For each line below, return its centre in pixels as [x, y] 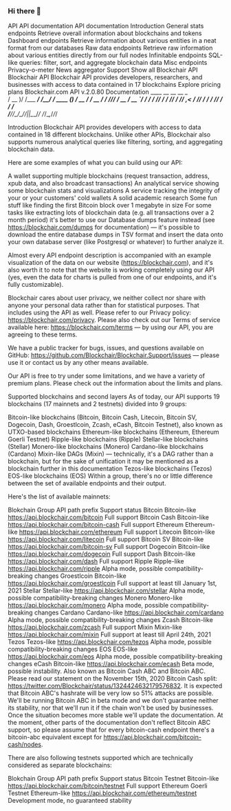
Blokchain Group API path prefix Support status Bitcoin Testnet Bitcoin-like [113, 779]
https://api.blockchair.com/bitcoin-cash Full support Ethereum [96, 525]
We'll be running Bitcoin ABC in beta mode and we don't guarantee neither [113, 701]
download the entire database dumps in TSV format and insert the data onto [115, 234]
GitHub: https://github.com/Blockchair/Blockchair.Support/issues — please [114, 355]
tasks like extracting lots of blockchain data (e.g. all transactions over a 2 [111, 212]
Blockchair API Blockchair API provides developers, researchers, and [105, 77]
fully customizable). [36, 285]
